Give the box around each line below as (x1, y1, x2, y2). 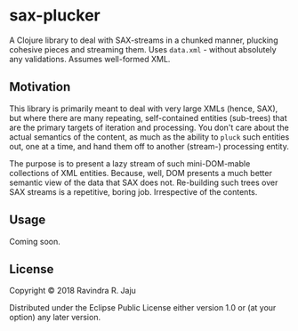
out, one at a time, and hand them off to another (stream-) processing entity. (9, 141, 289, 151)
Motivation (9, 79, 71, 94)
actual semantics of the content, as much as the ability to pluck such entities (9, 131, 290, 142)
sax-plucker (9, 5, 101, 26)
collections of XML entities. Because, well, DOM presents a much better (9, 167, 273, 178)
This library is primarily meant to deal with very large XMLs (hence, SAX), (9, 103, 278, 114)
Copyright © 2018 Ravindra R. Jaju (9, 286, 136, 296)
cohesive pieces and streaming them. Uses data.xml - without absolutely (9, 44, 278, 54)
